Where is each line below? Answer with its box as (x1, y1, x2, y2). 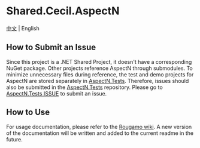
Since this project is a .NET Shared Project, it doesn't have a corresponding (6, 58, 192, 65)
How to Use (6, 107, 50, 118)
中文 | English (6, 24, 40, 32)
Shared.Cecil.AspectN (6, 4, 120, 18)
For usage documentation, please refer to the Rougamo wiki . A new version (6, 123, 192, 130)
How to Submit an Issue (6, 42, 96, 53)
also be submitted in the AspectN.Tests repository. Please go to (6, 84, 163, 91)
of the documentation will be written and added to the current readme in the (6, 129, 193, 137)
